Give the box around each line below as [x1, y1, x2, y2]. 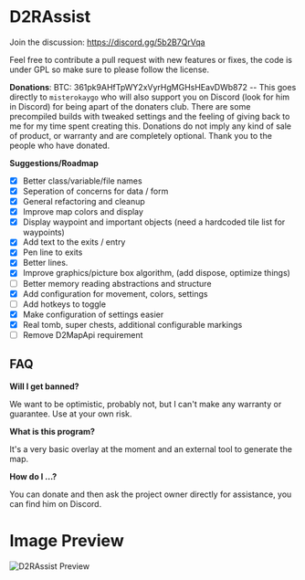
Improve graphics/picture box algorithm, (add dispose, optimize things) [22, 268, 290, 279]
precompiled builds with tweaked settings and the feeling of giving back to [9, 111, 290, 121]
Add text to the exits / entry [22, 237, 126, 248]
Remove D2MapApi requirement [22, 329, 143, 340]
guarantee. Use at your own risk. [9, 408, 132, 419]
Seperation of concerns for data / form [22, 185, 169, 196]
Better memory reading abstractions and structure [22, 278, 212, 289]
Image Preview [9, 530, 125, 551]
